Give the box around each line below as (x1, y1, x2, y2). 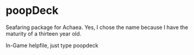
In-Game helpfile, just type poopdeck (5, 42, 99, 49)
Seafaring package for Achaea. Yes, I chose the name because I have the (5, 24, 189, 31)
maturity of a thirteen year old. (5, 30, 82, 37)
